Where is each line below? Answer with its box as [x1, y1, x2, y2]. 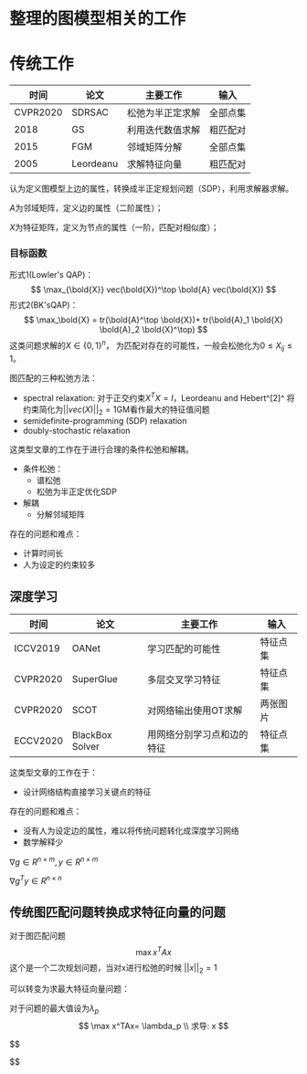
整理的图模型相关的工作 [9, 8, 186, 29]
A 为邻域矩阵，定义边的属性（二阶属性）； [9, 203, 164, 214]
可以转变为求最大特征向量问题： [9, 983, 130, 994]
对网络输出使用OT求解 [147, 704, 243, 717]
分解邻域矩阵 [36, 509, 85, 521]
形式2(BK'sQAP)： [9, 300, 79, 311]
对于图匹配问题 [9, 931, 66, 942]
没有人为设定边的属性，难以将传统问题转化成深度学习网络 [22, 826, 239, 837]
